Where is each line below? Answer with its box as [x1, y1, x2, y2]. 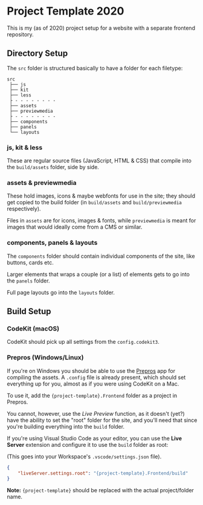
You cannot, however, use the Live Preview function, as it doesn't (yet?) [7, 410, 185, 417]
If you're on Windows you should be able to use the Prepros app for [7, 367, 176, 374]
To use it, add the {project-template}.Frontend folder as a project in [7, 392, 178, 399]
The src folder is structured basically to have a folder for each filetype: [7, 64, 183, 72]
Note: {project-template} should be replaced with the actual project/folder [7, 487, 194, 494]
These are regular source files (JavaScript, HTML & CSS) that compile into [7, 157, 192, 164]
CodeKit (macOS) [7, 324, 60, 333]
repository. [7, 30, 34, 38]
